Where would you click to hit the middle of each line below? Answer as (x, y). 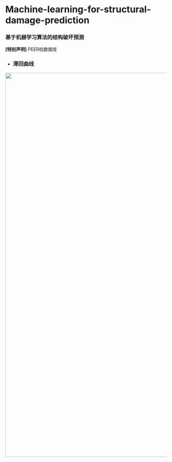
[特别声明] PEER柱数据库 (31, 49)
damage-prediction (47, 20)
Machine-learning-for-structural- (78, 9)
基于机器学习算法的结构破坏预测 (45, 37)
